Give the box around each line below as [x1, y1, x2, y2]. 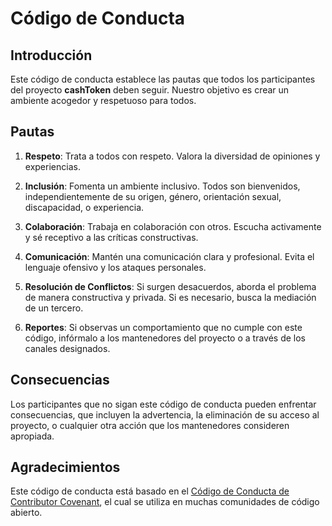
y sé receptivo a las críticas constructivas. [24, 231, 199, 243]
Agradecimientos [10, 459, 121, 476]
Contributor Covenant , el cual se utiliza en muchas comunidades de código [10, 496, 320, 508]
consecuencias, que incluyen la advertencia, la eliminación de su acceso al [10, 408, 320, 421]
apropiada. [10, 430, 55, 442]
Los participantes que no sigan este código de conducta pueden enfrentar [10, 398, 317, 410]
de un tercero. [24, 302, 84, 314]
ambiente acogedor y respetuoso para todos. [10, 95, 197, 106]
